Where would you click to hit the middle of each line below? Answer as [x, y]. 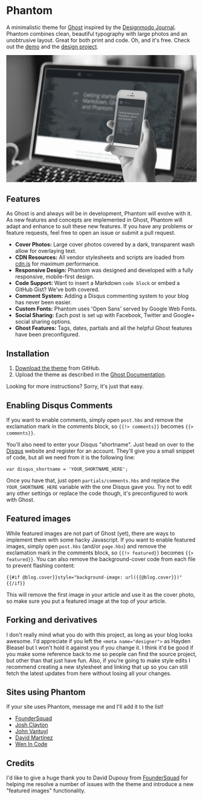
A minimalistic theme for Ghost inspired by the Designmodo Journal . [91, 27]
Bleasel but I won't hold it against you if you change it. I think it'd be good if [100, 648]
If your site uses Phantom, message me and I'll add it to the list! [85, 707]
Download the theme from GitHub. [58, 368]
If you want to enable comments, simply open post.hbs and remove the [95, 420]
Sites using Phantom [46, 693]
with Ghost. [21, 500]
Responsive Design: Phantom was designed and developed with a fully [104, 270]
